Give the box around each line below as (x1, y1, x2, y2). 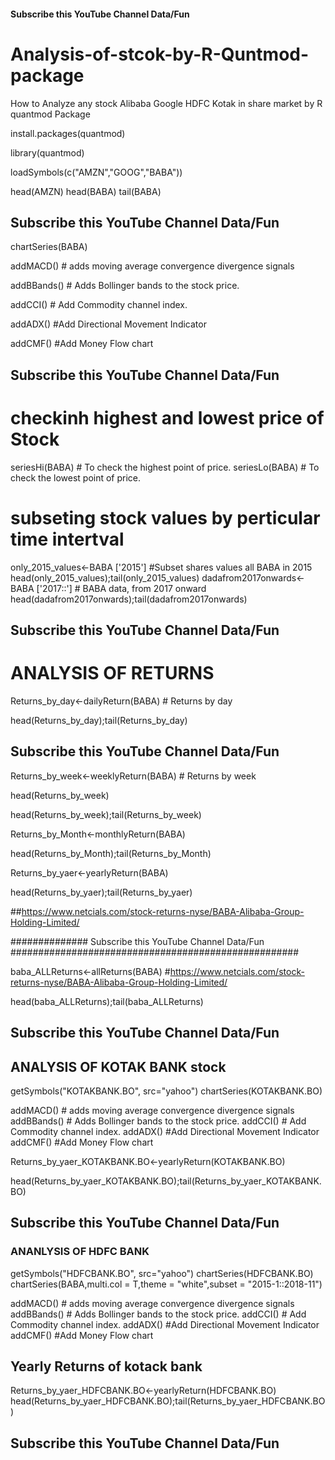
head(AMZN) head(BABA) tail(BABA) (10, 185, 162, 197)
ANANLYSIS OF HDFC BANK (10, 1245, 150, 1259)
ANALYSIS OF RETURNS (10, 662, 215, 685)
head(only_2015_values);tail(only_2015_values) (10, 571, 200, 584)
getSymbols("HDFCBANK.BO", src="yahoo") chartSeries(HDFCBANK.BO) (10, 1267, 314, 1279)
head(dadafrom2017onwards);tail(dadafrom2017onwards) (10, 593, 248, 605)
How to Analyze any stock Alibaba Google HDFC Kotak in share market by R (10, 97, 323, 109)
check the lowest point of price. (10, 471, 142, 484)
